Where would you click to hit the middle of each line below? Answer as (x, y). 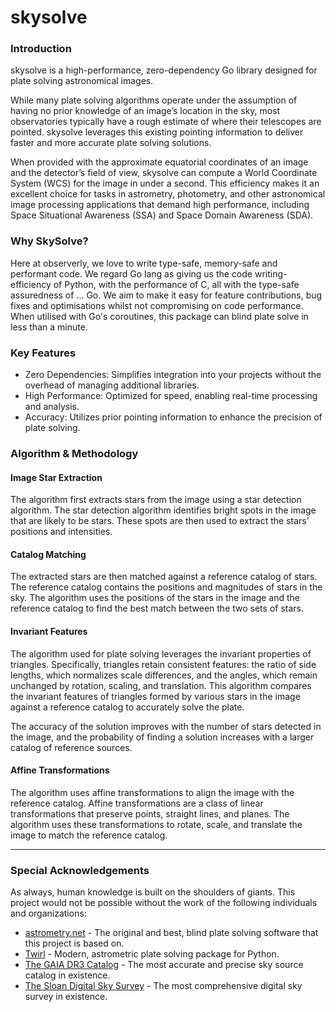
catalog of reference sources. (71, 747)
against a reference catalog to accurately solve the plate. (127, 707)
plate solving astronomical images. (82, 81)
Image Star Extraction (56, 477)
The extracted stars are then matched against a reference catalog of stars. (164, 577)
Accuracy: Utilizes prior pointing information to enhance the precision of (173, 417)
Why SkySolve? (49, 241)
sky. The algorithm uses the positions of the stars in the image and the (155, 598)
